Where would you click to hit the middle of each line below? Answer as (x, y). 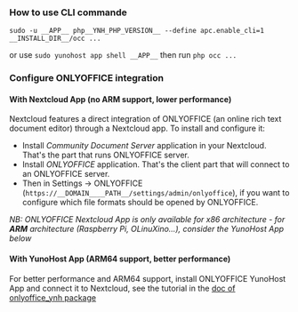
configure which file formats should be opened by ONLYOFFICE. (140, 203)
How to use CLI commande (68, 12)
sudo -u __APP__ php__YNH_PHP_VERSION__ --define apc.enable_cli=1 (137, 31)
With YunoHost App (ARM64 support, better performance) (120, 259)
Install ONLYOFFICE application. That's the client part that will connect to (156, 164)
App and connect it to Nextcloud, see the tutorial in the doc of (122, 288)
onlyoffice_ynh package (52, 297)
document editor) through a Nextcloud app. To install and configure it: (137, 128)
